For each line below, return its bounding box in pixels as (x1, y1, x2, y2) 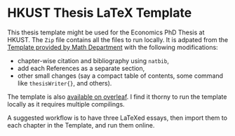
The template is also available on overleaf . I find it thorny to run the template (7, 93, 227, 101)
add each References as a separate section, (17, 64, 145, 72)
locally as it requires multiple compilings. (7, 100, 125, 108)
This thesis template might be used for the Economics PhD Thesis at (7, 28, 205, 36)
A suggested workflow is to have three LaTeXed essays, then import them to (7, 114, 228, 122)
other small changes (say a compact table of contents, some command (17, 72, 223, 80)
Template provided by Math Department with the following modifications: (7, 43, 219, 51)
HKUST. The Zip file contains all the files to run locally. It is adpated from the (7, 35, 229, 43)
